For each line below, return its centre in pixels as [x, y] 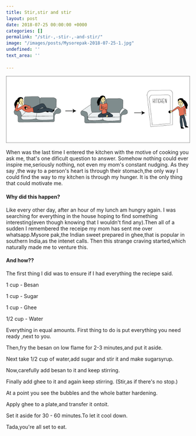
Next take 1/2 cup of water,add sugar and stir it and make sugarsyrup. [90, 359]
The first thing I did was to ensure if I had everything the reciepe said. [90, 273]
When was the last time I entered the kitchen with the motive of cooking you [97, 153]
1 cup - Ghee [21, 307]
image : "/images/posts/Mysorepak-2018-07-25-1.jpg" [70, 43]
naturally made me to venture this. [47, 247]
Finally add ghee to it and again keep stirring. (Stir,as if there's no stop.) [92, 381]
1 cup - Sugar [22, 296]
